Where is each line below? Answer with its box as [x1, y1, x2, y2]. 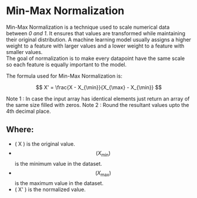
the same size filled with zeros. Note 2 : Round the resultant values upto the [6, 101, 189, 108]
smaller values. [6, 48, 43, 55]
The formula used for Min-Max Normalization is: [6, 72, 122, 79]
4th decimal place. [6, 108, 51, 115]
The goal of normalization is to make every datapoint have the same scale [6, 55, 185, 62]
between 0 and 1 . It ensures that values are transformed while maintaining [6, 29, 186, 36]
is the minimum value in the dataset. [14, 160, 102, 167]
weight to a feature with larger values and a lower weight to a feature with [6, 42, 185, 49]
